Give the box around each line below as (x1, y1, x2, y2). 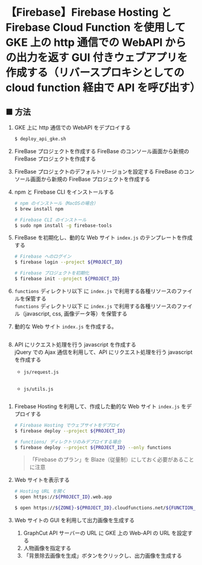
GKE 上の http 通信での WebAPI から (5, 36, 186, 49)
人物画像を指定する (23, 544, 72, 552)
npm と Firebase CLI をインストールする (14, 188, 115, 195)
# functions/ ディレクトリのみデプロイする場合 (14, 438, 122, 445)
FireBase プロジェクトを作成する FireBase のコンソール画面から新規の (14, 147, 189, 154)
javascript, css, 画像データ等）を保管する (25, 310, 128, 317)
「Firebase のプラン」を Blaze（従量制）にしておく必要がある (29, 456, 184, 463)
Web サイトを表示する (14, 476, 70, 484)
